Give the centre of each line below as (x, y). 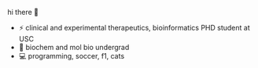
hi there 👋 (23, 12)
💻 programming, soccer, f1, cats (72, 56)
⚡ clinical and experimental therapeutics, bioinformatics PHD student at (134, 28)
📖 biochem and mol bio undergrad (74, 47)
